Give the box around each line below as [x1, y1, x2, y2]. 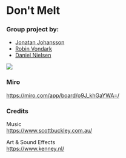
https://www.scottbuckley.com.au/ [6, 127, 93, 134]
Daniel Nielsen [15, 52, 51, 59]
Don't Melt [6, 4, 61, 17]
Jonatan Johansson [15, 39, 65, 46]
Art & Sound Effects [6, 139, 56, 146]
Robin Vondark [15, 45, 53, 52]
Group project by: [6, 25, 59, 34]
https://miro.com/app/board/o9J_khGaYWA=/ [6, 92, 120, 99]
